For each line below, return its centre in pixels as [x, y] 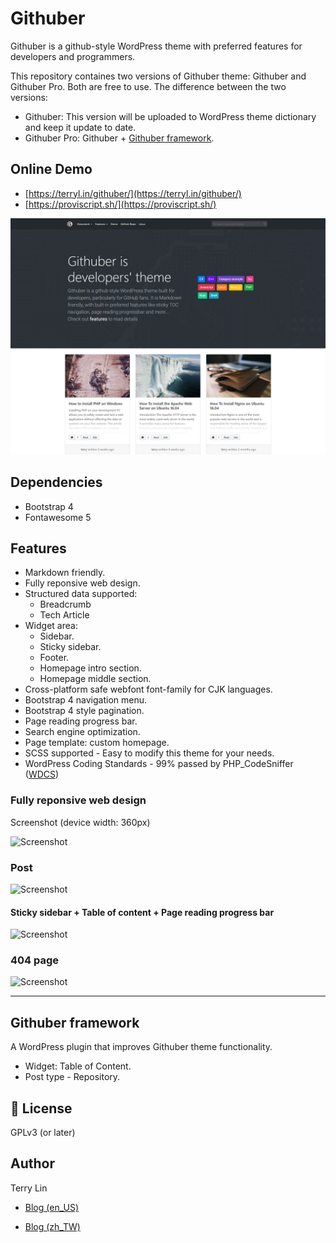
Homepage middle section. [95, 679]
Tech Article [64, 615]
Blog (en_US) [51, 1207]
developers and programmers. [73, 56]
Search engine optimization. [82, 732]
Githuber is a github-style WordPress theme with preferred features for [156, 46]
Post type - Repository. [72, 1077]
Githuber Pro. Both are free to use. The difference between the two [148, 86]
